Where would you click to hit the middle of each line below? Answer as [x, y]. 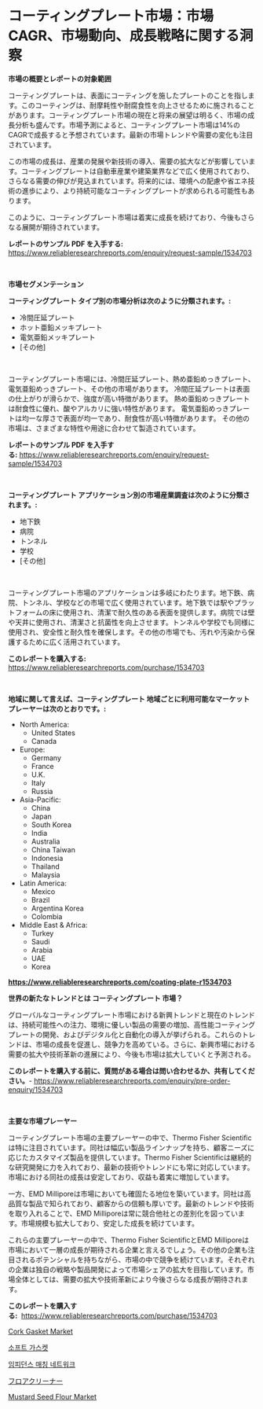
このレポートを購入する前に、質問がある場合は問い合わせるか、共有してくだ [131, 1071]
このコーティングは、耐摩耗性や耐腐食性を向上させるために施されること [138, 105]
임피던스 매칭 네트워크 [42, 1364]
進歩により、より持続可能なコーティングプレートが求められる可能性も [135, 190]
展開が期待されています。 [63, 227]
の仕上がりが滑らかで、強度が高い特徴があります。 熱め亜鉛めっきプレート [129, 399]
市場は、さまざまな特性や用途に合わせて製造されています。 [104, 428]
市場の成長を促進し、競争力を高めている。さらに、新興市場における [145, 1044]
